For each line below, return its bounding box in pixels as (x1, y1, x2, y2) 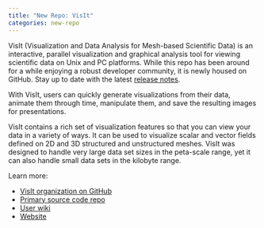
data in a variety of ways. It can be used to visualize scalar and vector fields (8, 130, 256, 139)
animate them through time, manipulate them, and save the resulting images (8, 98, 257, 108)
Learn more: (8, 171, 48, 180)
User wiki (19, 203, 51, 212)
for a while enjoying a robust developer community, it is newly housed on (8, 66, 247, 75)
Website (19, 211, 48, 221)
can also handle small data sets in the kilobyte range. (8, 155, 182, 165)
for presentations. (8, 106, 67, 116)
